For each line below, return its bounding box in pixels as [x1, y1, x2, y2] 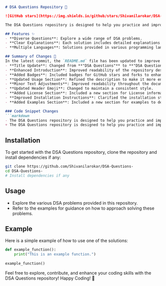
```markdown [5, 113, 30, 118]
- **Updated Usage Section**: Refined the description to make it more [5, 77, 156, 82]
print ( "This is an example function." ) [14, 252, 96, 257]
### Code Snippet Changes [5, 108, 58, 113]
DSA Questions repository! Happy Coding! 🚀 [5, 275, 95, 281]
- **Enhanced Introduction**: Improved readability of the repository [5, 68, 154, 72]
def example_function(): [5, 247, 56, 252]
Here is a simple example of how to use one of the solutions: [5, 238, 128, 244]
